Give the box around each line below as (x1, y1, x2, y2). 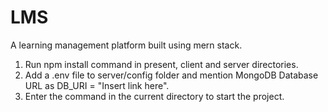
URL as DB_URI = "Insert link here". (24, 79, 170, 91)
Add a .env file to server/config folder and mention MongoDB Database (24, 69, 319, 81)
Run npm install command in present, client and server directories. (24, 58, 299, 70)
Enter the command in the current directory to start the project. (24, 90, 285, 102)
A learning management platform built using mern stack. (10, 39, 243, 51)
